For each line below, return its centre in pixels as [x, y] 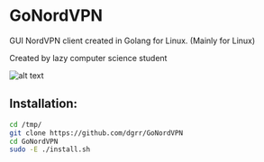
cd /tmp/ [26, 124]
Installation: [44, 104]
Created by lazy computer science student [88, 58]
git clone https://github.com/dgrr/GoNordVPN [96, 133]
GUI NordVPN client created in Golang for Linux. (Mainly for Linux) [132, 40]
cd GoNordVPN [34, 141]
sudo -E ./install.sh [50, 149]
